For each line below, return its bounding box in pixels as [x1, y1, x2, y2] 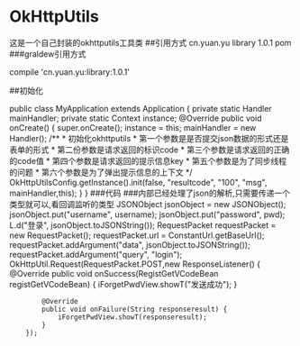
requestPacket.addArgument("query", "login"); [9, 249, 183, 259]
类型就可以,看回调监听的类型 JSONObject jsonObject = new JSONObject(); [9, 198, 286, 209]
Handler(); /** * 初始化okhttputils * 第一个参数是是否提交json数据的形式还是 [9, 132, 289, 143]
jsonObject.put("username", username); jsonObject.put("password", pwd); [9, 209, 286, 220]
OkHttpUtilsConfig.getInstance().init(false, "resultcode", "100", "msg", [9, 177, 268, 187]
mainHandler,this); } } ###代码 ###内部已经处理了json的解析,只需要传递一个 [9, 187, 291, 198]
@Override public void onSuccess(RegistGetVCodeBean [9, 268, 219, 278]
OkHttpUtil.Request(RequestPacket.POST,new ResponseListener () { [9, 259, 261, 269]
